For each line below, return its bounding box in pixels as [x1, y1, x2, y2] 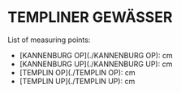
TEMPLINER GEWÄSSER [7, 8, 173, 27]
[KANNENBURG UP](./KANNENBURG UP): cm [19, 59, 173, 69]
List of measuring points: [7, 35, 91, 44]
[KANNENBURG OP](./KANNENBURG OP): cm [19, 50, 174, 60]
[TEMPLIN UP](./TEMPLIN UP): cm [19, 76, 136, 86]
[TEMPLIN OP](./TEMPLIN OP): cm [19, 67, 136, 77]
